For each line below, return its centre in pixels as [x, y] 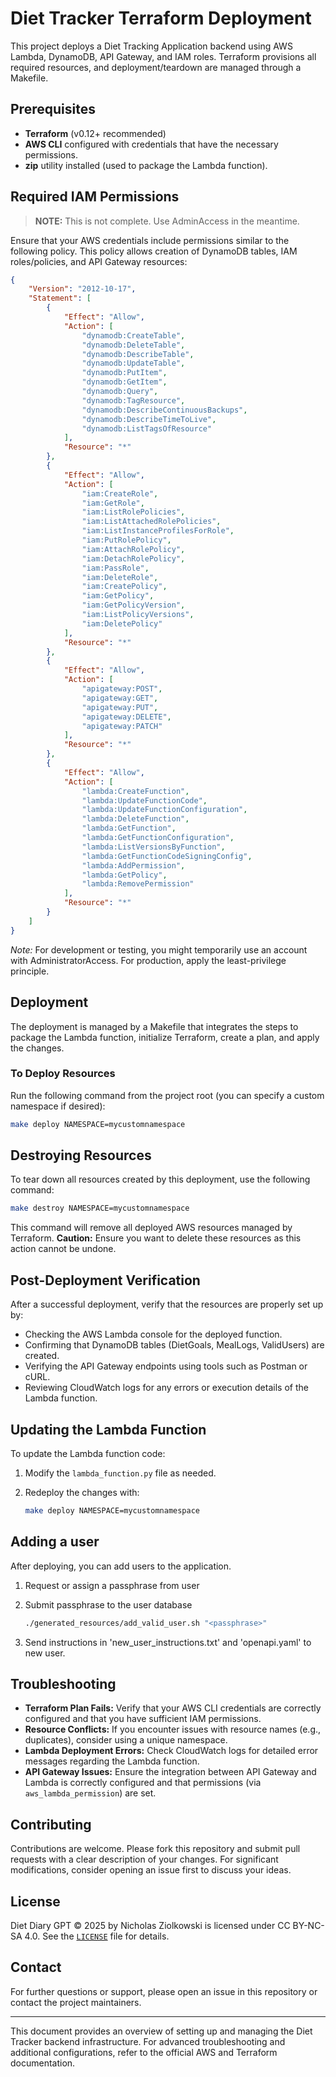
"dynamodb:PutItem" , [124, 373]
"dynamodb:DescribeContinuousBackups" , [164, 410]
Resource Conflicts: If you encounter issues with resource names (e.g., [173, 1729]
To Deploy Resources [63, 1074]
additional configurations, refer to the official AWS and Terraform [144, 2052]
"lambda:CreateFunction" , [135, 791]
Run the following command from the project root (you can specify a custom [167, 1095]
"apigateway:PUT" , [120, 707]
